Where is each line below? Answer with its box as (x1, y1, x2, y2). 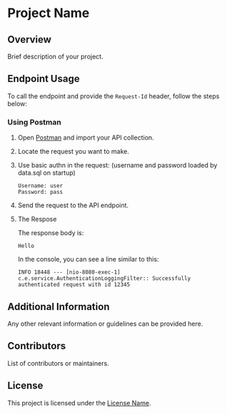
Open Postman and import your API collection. (17, 133, 155, 142)
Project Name (7, 5, 90, 21)
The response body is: (17, 229, 84, 237)
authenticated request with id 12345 (17, 281, 131, 289)
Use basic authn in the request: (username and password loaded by (17, 161, 218, 170)
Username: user (17, 182, 64, 190)
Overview (7, 33, 52, 46)
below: (7, 99, 27, 108)
